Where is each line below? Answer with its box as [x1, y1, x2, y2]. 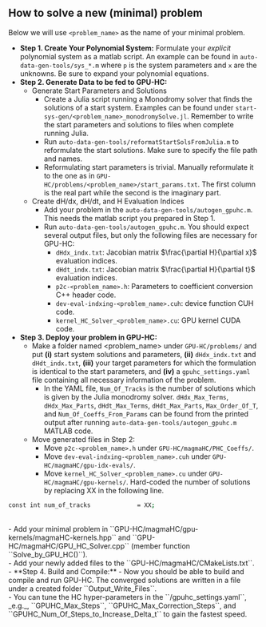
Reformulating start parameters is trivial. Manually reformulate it [43, 162, 254, 171]
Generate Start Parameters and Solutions [31, 86, 168, 95]
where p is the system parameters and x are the [101, 60, 257, 70]
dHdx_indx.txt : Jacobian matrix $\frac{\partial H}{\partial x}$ [55, 247, 257, 257]
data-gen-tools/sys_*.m [19, 62, 100, 70]
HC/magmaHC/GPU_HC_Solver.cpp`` [8, 541, 129, 551]
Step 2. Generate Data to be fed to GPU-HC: [19, 77, 168, 86]
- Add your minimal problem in [8, 524, 109, 533]
